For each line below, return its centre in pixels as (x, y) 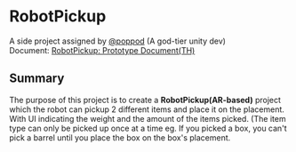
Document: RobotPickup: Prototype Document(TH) (102, 50)
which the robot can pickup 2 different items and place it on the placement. (147, 109)
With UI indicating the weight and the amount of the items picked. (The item (148, 118)
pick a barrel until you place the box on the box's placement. (120, 137)
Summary (37, 79)
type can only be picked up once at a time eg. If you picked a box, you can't (148, 128)
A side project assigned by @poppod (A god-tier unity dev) (118, 41)
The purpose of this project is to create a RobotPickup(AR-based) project (145, 100)
